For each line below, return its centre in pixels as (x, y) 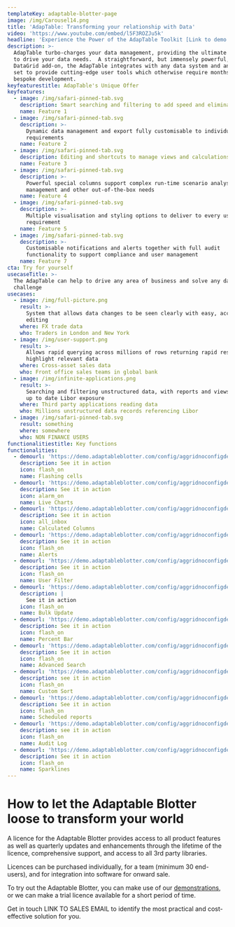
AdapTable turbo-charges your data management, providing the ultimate (120, 53)
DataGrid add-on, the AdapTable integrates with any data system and (117, 66)
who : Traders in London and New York (75, 333)
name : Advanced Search (53, 665)
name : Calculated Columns (58, 528)
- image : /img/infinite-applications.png (75, 378)
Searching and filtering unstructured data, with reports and (118, 392)
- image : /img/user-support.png (61, 339)
